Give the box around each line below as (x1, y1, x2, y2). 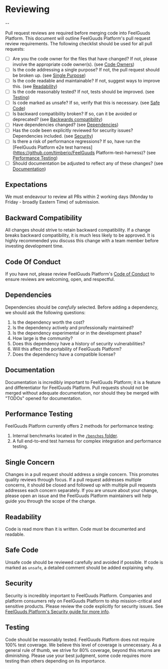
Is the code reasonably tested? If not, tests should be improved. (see (12, 89, 154, 95)
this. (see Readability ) (12, 83, 58, 89)
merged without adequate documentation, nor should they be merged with (5, 390, 159, 396)
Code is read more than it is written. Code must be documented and (5, 526, 145, 532)
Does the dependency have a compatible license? (12, 351, 116, 357)
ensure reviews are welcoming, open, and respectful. (5, 276, 115, 282)
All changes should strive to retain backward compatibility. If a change (5, 227, 150, 233)
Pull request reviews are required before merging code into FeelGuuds (5, 30, 150, 36)
